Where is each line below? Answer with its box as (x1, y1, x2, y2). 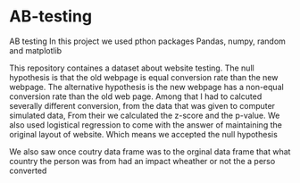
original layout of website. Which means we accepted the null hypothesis (9, 129, 279, 139)
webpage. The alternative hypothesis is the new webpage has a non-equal (9, 81, 284, 92)
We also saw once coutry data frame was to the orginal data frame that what (9, 146, 291, 157)
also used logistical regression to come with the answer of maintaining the (9, 119, 283, 130)
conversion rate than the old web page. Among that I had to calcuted (9, 91, 262, 102)
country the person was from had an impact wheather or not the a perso (9, 155, 276, 166)
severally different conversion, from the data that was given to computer (9, 100, 275, 111)
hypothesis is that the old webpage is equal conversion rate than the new (9, 71, 279, 82)
